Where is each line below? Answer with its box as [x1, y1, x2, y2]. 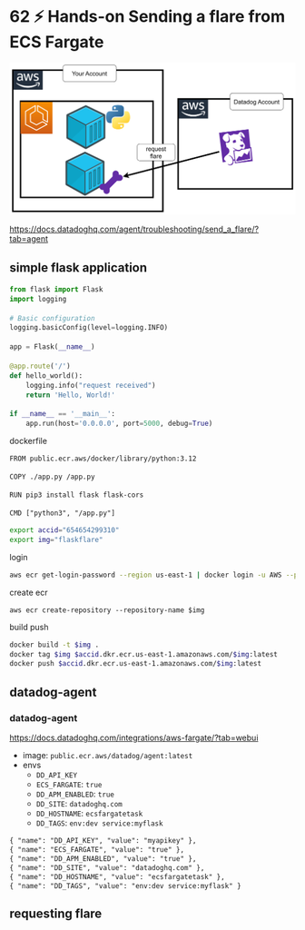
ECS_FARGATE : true [35, 779, 103, 790]
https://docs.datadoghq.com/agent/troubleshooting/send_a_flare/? [9, 223, 260, 235]
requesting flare [9, 906, 103, 922]
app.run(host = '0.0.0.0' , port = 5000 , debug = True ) [25, 419, 213, 429]
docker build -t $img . [9, 640, 100, 649]
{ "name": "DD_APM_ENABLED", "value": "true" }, [9, 855, 197, 864]
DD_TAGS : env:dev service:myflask [35, 817, 163, 828]
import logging [9, 294, 67, 303]
